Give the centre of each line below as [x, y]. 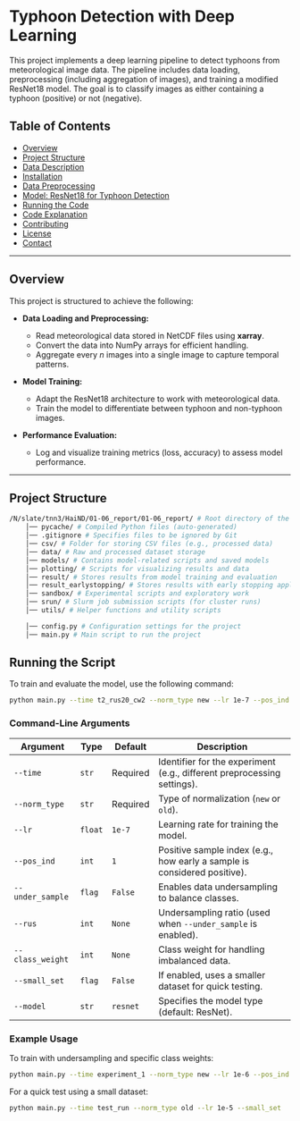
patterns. [52, 364]
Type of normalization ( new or [219, 798]
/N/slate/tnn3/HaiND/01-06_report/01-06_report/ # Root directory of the [150, 519]
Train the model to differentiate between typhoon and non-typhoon [159, 408]
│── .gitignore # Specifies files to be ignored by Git [132, 535]
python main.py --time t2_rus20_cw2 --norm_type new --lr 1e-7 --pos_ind [150, 700]
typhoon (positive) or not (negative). [76, 98]
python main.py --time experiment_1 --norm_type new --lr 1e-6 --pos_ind [150, 1075]
